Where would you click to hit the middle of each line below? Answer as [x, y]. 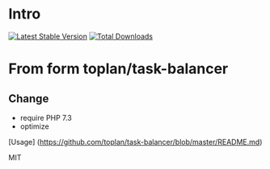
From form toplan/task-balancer [118, 69]
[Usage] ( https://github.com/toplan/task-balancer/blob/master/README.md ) [135, 142]
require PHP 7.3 [46, 117]
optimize [35, 126]
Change [29, 99]
